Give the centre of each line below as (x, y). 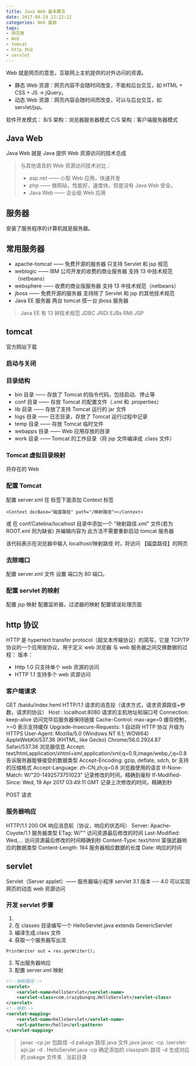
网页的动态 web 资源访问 (36, 888)
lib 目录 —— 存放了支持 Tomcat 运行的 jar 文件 (71, 409)
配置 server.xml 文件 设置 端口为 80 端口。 (57, 574)
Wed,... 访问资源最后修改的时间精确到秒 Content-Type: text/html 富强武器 (94, 840)
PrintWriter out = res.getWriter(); (51, 951)
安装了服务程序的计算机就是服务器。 (50, 228)
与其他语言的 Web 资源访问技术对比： (66, 166)
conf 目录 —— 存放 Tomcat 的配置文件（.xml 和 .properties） (88, 402)
